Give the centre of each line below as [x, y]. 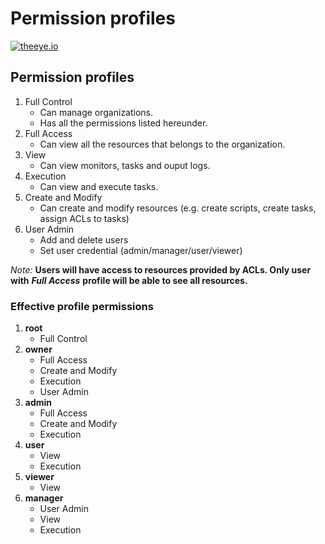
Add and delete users [84, 239]
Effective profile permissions [82, 306]
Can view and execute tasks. [99, 186]
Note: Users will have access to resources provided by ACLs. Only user [161, 269]
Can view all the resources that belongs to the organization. [162, 144]
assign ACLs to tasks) [84, 218]
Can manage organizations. [96, 112]
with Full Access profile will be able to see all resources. [129, 280]
